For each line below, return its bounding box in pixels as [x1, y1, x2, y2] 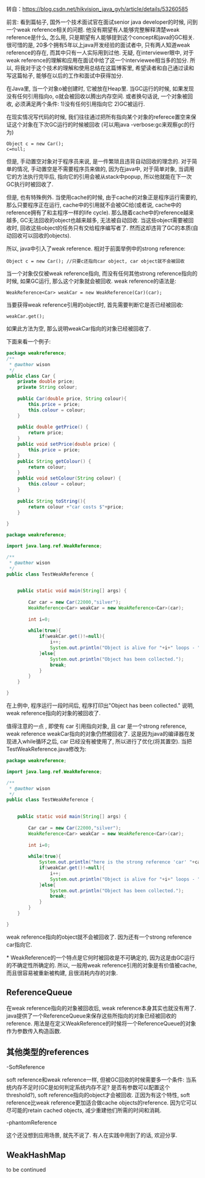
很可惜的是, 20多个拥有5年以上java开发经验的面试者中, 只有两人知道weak [6, 42, 190, 48]
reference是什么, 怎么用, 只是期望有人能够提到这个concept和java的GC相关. [6, 34, 195, 41]
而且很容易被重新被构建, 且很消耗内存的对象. [6, 969, 118, 977]
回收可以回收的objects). [11, 232, 71, 239]
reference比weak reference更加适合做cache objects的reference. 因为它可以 [6, 1099, 197, 1106]
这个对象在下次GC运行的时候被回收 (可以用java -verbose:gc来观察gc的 [11, 121, 190, 128]
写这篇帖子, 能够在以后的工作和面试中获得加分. [6, 72, 124, 79]
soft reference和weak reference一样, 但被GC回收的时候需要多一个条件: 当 [6, 1076, 192, 1084]
